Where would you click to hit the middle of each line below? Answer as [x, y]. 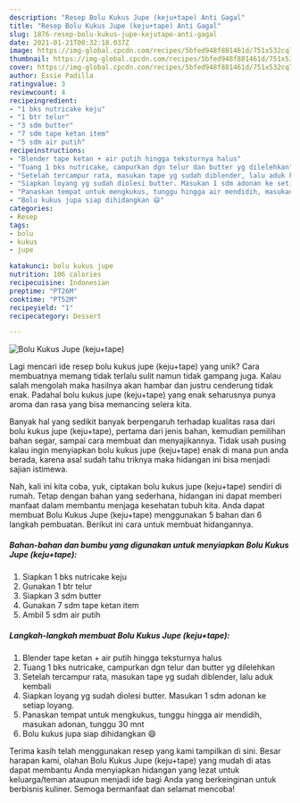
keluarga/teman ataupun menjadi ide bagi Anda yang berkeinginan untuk [143, 780]
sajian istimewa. [39, 469]
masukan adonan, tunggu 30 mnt [83, 724]
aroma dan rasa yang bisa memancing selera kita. [100, 405]
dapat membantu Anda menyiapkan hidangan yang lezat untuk [125, 770]
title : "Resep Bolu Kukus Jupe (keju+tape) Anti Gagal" [115, 26]
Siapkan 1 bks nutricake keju [75, 577]
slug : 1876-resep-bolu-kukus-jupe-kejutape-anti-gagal [113, 34]
